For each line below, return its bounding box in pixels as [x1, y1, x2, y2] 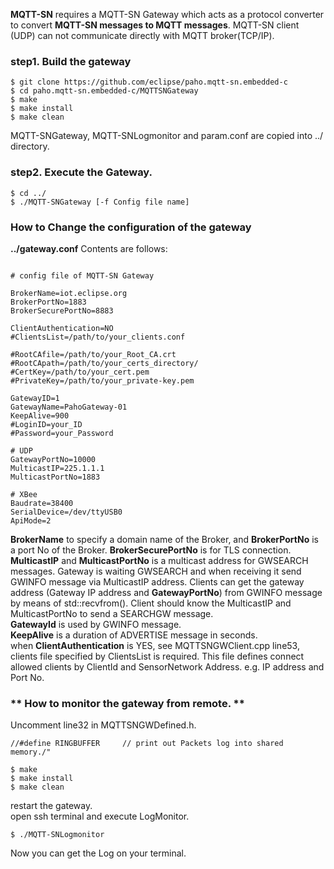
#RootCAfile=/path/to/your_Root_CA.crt [10, 349, 177, 359]
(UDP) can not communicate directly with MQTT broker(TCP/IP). [10, 30, 275, 41]
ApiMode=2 [10, 515, 52, 526]
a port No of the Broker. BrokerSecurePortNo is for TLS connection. [10, 544, 292, 556]
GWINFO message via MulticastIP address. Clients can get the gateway [10, 575, 305, 588]
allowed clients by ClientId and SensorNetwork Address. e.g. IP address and [10, 660, 325, 673]
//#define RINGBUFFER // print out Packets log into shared [10, 739, 284, 749]
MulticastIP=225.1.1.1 [10, 463, 105, 473]
